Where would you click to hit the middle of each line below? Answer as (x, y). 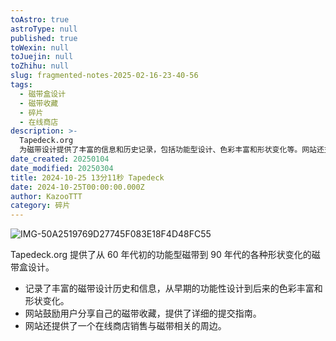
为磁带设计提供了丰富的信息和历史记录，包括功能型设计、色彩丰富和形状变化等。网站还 (172, 150)
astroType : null (44, 29)
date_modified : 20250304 (62, 168)
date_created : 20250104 (60, 159)
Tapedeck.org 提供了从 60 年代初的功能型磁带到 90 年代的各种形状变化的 (161, 255)
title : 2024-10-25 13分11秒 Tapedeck (87, 177)
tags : (21, 85)
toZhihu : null (40, 66)
